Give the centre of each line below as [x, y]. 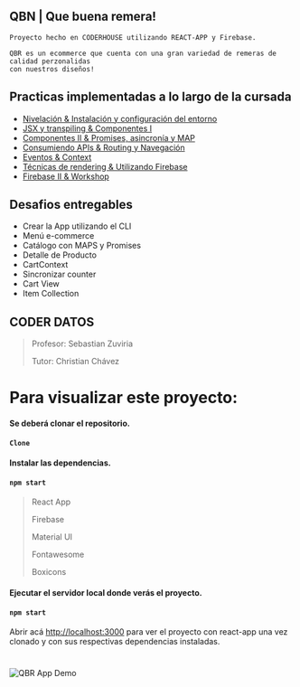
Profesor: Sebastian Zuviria [82, 343]
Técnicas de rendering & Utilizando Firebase [105, 166]
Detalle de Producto [60, 255]
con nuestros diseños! [52, 69]
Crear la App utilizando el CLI [77, 226]
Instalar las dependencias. [60, 463]
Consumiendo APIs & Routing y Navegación [103, 147]
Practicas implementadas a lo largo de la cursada [150, 97]
